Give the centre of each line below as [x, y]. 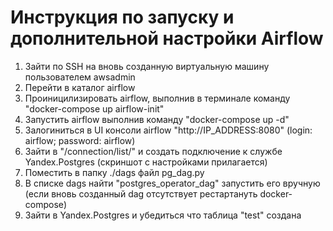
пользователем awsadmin [80, 77]
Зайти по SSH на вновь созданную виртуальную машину [147, 66]
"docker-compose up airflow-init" [94, 108]
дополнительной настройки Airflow [167, 38]
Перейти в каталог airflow [80, 87]
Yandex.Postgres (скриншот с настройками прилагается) [146, 162]
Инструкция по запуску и [122, 17]
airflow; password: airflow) [80, 140]
